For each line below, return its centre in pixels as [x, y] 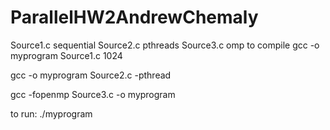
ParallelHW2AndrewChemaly [134, 17]
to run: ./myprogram [51, 113]
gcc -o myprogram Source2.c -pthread [91, 75]
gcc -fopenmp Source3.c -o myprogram [93, 94]
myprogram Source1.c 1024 [66, 55]
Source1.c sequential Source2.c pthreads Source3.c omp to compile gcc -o [165, 45]
